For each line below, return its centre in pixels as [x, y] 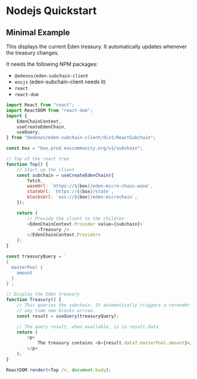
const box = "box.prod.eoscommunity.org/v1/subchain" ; [74, 148]
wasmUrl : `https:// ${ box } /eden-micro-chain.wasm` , [90, 186]
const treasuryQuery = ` [36, 256]
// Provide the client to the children [76, 218]
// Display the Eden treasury [43, 295]
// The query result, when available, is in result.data [88, 327]
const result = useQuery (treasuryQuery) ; [68, 316]
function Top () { [27, 164]
